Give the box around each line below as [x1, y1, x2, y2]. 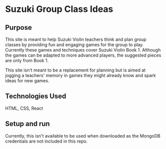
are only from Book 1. [5, 58, 49, 63]
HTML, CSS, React [5, 105, 43, 111]
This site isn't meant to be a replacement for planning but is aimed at [5, 67, 146, 73]
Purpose [5, 23, 32, 32]
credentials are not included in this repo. [5, 138, 88, 144]
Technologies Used [5, 92, 66, 100]
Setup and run [5, 120, 50, 128]
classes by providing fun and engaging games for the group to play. [5, 42, 144, 48]
